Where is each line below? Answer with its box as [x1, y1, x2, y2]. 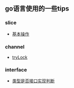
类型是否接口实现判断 [12, 78, 55, 84]
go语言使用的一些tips [5, 4, 69, 13]
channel [5, 43, 25, 50]
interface [5, 66, 28, 73]
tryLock [12, 54, 28, 60]
